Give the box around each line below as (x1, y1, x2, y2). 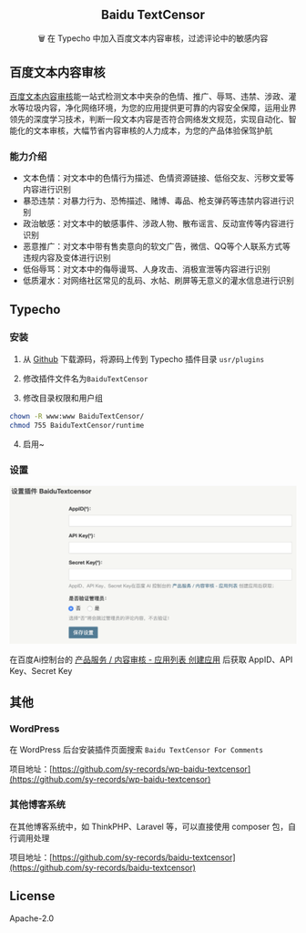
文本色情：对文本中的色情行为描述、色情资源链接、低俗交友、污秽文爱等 (22, 172, 294, 183)
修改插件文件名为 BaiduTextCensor (22, 373, 148, 384)
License (9, 888, 56, 904)
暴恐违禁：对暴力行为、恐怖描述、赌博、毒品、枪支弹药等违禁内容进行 (22, 195, 287, 206)
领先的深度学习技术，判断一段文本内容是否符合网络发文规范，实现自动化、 (9, 113, 289, 124)
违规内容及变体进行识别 (22, 252, 111, 263)
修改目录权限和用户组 (22, 392, 103, 403)
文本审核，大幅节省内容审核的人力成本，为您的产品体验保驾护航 (33, 125, 273, 136)
